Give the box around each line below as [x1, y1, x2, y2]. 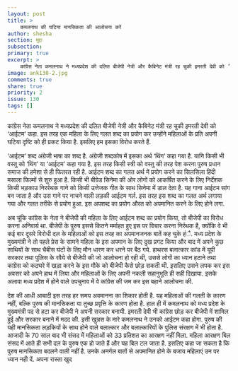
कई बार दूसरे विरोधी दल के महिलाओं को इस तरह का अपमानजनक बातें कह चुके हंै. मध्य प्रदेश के [7, 229, 222, 237]
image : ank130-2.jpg [7, 69, 69, 76]
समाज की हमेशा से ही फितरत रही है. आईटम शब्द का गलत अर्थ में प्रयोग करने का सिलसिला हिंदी [7, 167, 216, 176]
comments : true [7, 76, 52, 83]
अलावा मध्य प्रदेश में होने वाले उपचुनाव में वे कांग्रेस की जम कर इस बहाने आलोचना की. [7, 277, 193, 285]
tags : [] [7, 102, 33, 110]
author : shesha [7, 30, 52, 37]
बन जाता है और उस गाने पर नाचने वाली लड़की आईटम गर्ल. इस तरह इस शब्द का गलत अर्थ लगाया [7, 192, 222, 200]
